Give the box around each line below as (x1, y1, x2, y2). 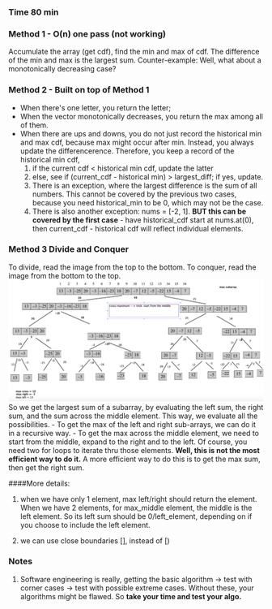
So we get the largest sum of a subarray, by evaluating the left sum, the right (8, 402, 264, 412)
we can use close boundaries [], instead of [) (19, 535, 170, 546)
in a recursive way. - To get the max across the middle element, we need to (8, 428, 260, 438)
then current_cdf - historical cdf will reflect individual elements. (32, 223, 244, 233)
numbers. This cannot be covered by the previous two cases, (32, 189, 237, 199)
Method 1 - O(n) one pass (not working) (8, 28, 166, 39)
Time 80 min (8, 6, 59, 18)
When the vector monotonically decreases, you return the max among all (19, 111, 263, 121)
